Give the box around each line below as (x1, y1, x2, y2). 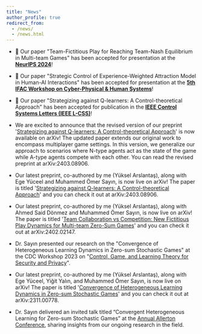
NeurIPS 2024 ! (14, 61, 53, 68)
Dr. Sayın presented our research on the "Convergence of (14, 240, 159, 248)
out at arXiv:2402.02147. (14, 228, 77, 236)
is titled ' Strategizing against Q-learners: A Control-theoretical (14, 185, 169, 192)
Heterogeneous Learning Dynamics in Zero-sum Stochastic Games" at (14, 246, 191, 254)
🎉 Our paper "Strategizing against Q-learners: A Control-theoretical (14, 97, 183, 104)
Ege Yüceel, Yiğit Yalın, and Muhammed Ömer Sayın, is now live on (14, 277, 181, 284)
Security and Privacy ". (14, 259, 71, 266)
